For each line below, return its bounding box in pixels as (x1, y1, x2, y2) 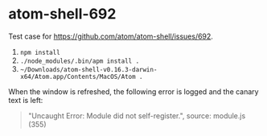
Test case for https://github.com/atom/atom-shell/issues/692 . (8, 31, 213, 41)
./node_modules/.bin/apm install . (19, 57, 140, 65)
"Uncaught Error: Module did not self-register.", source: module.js (27, 110, 246, 121)
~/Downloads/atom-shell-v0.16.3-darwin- (19, 65, 158, 73)
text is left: (8, 95, 43, 105)
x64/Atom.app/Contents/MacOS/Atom (19, 72, 136, 80)
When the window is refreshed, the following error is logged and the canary (8, 86, 259, 97)
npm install (19, 48, 60, 56)
